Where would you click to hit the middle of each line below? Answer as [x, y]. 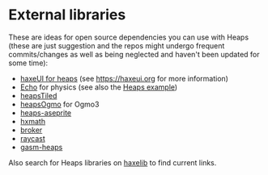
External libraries [67, 15]
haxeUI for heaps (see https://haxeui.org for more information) [124, 78]
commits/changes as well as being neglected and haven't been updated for [134, 54]
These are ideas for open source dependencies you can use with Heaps [129, 37]
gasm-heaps [41, 147]
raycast [33, 138]
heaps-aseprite [46, 112]
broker [31, 130]
